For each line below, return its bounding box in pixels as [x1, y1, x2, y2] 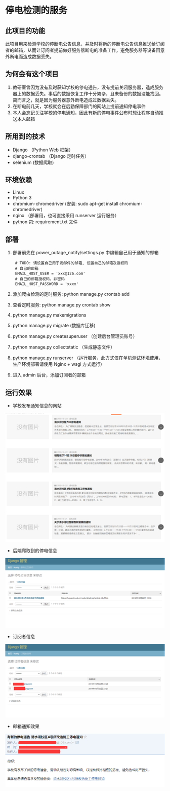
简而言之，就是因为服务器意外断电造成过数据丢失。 [12, 97, 119, 103]
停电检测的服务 [5, 5, 68, 16]
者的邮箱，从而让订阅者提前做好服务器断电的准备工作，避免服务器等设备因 [5, 47, 160, 53]
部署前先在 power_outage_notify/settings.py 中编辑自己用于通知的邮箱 [12, 250, 159, 256]
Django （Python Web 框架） [12, 147, 73, 153]
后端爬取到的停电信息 [12, 547, 57, 554]
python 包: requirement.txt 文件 [12, 219, 78, 225]
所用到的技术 [5, 132, 46, 141]
